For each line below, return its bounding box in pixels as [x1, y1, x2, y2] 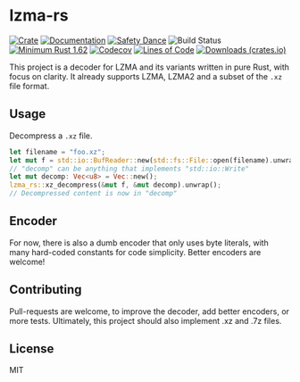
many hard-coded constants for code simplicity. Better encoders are [9, 246, 262, 257]
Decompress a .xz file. [9, 130, 93, 141]
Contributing [9, 282, 82, 297]
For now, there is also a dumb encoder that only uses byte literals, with [9, 237, 270, 248]
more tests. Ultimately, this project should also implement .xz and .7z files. [9, 315, 282, 326]
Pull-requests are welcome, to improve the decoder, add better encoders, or [9, 305, 290, 317]
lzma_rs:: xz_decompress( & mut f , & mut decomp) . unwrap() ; [9, 180, 221, 190]
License [9, 341, 54, 357]
